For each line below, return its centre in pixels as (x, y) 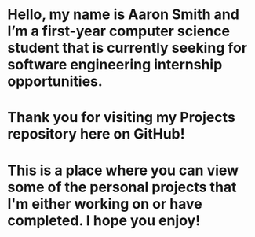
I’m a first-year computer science (119, 31)
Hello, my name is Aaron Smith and (124, 15)
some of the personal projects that (122, 187)
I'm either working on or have (105, 204)
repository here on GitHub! (96, 134)
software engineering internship (115, 65)
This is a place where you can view (123, 170)
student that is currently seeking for (127, 48)
